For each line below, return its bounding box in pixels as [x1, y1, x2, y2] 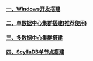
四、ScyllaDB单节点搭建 [6, 48, 64, 55]
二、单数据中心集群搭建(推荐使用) [6, 20, 87, 27]
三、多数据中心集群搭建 [6, 34, 63, 41]
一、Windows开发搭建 [6, 5, 60, 12]
